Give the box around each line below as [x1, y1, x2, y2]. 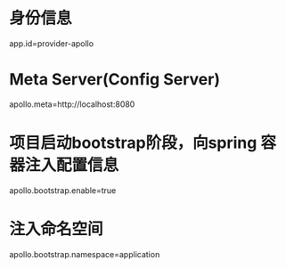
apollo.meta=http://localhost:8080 [9, 99, 135, 110]
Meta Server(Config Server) [9, 69, 221, 90]
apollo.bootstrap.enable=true [9, 184, 117, 196]
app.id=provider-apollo [9, 37, 94, 49]
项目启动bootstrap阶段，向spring [9, 133, 257, 153]
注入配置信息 [25, 155, 119, 175]
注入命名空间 [9, 219, 104, 239]
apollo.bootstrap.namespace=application [9, 248, 160, 259]
